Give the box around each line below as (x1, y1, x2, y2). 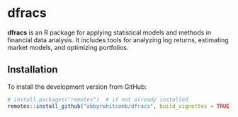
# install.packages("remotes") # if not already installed (7, 96, 189, 103)
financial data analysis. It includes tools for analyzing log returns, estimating (7, 35, 229, 44)
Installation (7, 63, 58, 75)
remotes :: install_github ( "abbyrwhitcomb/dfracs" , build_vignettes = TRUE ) (7, 102, 233, 110)
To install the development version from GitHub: (7, 82, 147, 91)
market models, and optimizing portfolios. (7, 43, 129, 51)
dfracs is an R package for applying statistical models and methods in (7, 28, 212, 37)
